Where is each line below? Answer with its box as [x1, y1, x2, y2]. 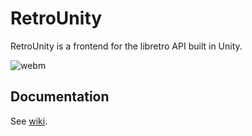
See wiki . [10, 115, 48, 127]
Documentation [10, 88, 110, 106]
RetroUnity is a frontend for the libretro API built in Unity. [10, 40, 243, 52]
